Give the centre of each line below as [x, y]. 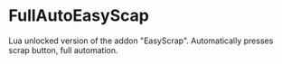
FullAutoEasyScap [79, 16]
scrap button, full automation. [63, 50]
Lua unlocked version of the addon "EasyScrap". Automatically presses [141, 41]
